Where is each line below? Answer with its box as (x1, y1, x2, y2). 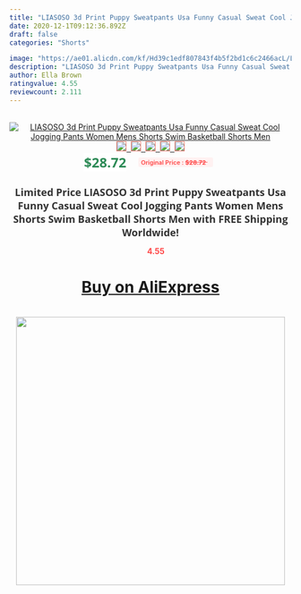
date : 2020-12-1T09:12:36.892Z (9, 21, 126, 30)
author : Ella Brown (9, 71, 82, 81)
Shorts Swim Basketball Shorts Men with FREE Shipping (13, 211, 288, 226)
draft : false (9, 30, 58, 38)
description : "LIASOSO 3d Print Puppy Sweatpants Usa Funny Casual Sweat (9, 63, 291, 72)
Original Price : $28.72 (140, 157, 206, 166)
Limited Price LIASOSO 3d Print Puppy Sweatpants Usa (14, 184, 287, 199)
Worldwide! (122, 225, 179, 240)
